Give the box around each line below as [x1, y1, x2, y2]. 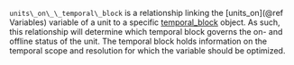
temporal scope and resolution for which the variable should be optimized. [9, 45, 286, 56]
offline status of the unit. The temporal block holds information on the [9, 36, 268, 46]
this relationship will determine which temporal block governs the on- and [9, 27, 283, 37]
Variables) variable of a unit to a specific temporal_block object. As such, [9, 17, 281, 28]
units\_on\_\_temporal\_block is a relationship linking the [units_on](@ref [9, 8, 284, 18]
